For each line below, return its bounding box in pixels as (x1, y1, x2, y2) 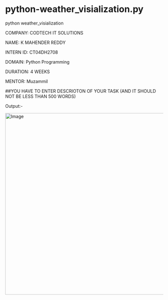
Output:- (5, 103, 23, 109)
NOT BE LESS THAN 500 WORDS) (5, 93, 76, 99)
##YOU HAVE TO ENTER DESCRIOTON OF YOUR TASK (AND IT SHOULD (5, 88, 156, 94)
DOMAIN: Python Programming (5, 59, 70, 65)
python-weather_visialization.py (5, 4, 144, 15)
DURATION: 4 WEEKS (5, 69, 50, 75)
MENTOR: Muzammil (5, 78, 48, 84)
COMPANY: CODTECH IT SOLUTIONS (5, 30, 84, 36)
